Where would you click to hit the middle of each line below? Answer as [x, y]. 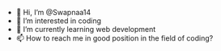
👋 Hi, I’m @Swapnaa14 [53, 12]
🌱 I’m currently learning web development [86, 29]
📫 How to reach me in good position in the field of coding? [115, 38]
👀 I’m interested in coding [59, 21]
